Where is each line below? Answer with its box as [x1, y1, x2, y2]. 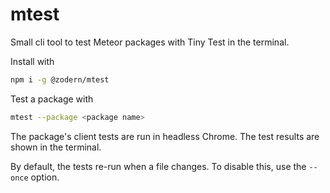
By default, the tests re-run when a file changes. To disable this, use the [10, 160, 307, 172]
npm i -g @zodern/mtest [10, 74, 110, 85]
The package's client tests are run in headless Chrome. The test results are [10, 130, 320, 142]
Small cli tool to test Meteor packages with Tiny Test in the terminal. [10, 36, 290, 48]
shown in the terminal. [10, 141, 102, 153]
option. [30, 171, 60, 183]
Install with [10, 55, 55, 67]
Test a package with [10, 93, 94, 105]
